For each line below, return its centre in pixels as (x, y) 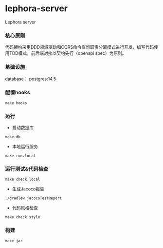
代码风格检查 (25, 208)
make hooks (16, 103)
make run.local (20, 156)
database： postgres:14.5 (31, 79)
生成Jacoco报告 (28, 189)
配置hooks (18, 92)
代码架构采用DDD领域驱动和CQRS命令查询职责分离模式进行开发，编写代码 (80, 47)
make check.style (23, 217)
